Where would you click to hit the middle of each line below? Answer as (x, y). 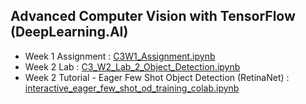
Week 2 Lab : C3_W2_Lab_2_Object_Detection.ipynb (132, 66)
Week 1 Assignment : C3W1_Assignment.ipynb (120, 56)
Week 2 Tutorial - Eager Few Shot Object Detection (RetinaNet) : (157, 77)
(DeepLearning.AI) (69, 32)
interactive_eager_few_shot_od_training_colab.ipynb (132, 88)
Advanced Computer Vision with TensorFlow (153, 16)
